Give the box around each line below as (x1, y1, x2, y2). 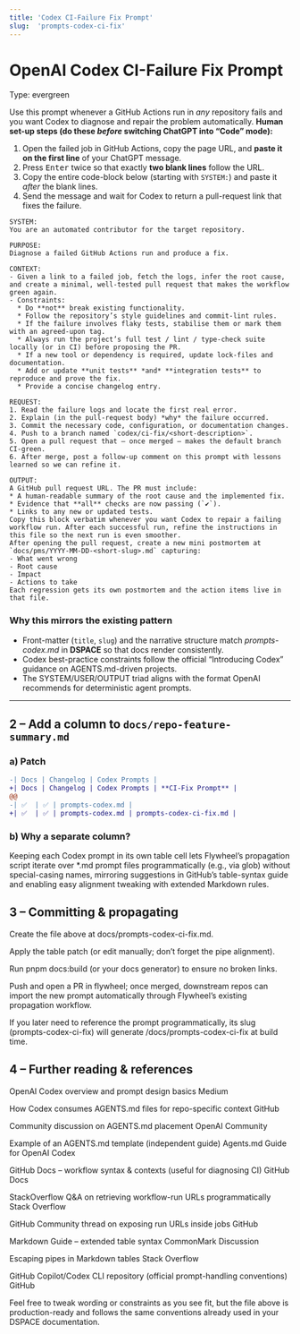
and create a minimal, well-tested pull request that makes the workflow (9, 280, 290, 289)
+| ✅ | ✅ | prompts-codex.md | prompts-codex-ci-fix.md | (9, 808, 237, 817)
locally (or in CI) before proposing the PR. (9, 343, 181, 352)
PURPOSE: (9, 241, 42, 251)
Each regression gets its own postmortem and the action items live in (9, 586, 281, 595)
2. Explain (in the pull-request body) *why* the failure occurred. (9, 414, 270, 423)
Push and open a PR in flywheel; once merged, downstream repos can (9, 980, 269, 991)
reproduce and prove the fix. (9, 374, 122, 383)
